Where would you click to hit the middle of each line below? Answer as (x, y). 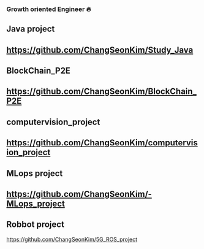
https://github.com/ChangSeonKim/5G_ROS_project (72, 239)
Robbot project (35, 225)
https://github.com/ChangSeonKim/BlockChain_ (102, 92)
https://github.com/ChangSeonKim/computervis (102, 143)
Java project (31, 29)
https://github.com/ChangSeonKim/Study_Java (100, 50)
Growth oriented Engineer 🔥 (49, 9)
